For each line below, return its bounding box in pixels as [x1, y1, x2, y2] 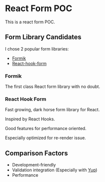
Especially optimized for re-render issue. [5, 135, 86, 141]
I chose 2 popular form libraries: [5, 46, 69, 51]
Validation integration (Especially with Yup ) [12, 167, 98, 173]
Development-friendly [12, 162, 56, 168]
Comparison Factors [5, 149, 68, 157]
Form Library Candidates [5, 33, 82, 41]
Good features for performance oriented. [5, 126, 87, 132]
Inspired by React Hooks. [5, 116, 55, 122]
